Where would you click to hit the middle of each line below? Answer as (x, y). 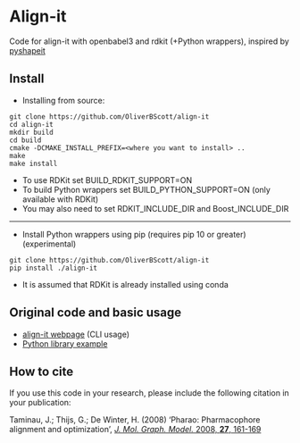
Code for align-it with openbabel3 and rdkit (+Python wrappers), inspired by (150, 41)
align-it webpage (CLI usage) (76, 334)
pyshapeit (28, 50)
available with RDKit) (60, 199)
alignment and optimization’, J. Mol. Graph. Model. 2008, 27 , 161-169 (135, 430)
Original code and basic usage (96, 313)
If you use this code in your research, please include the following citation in (150, 393)
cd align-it (31, 124)
